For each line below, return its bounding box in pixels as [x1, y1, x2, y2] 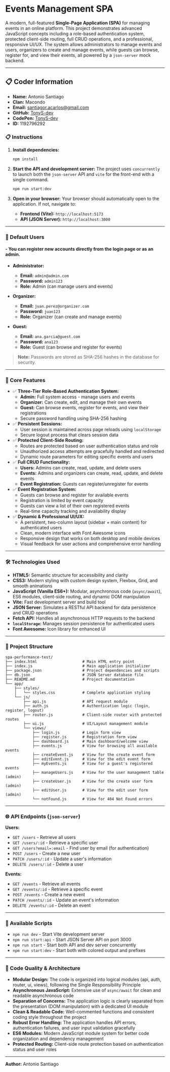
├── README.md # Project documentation [5, 677, 135, 682]
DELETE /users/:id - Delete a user [12, 861, 84, 867]
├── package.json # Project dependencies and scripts [5, 668, 159, 673]
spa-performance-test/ [5, 655, 53, 660]
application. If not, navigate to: [12, 201, 76, 207]
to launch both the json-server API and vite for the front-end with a [12, 171, 154, 177]
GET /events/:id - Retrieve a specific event [12, 886, 103, 892]
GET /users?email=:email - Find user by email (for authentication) [12, 845, 149, 851]
